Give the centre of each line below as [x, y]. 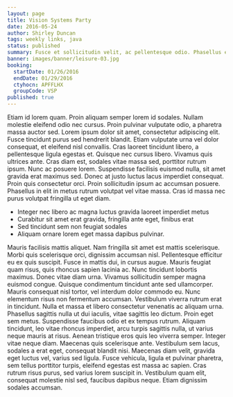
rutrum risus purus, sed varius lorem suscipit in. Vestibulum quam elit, [107, 373]
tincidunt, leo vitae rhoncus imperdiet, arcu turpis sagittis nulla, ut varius [110, 328]
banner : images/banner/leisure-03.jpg [63, 59]
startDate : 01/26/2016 [46, 71]
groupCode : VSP [35, 91]
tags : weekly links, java [44, 40]
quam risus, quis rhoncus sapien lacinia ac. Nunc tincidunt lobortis [102, 269]
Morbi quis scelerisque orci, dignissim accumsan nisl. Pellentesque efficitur [115, 255]
